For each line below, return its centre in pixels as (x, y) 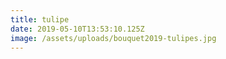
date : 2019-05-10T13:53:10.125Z (77, 29)
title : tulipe (40, 19)
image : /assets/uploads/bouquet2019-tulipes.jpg (113, 38)
